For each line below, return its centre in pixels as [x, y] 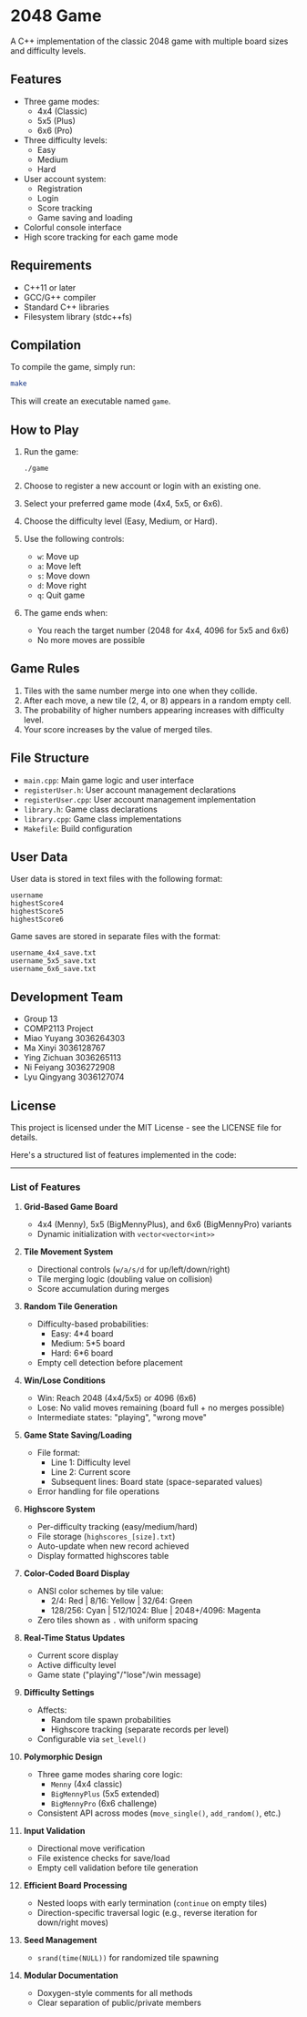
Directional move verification [91, 1848]
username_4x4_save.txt [53, 953]
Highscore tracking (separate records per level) [140, 1730]
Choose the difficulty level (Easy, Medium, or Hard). [120, 521]
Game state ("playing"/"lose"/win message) [119, 1675]
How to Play [45, 430]
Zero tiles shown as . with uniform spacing [118, 1620]
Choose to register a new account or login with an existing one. [142, 486]
